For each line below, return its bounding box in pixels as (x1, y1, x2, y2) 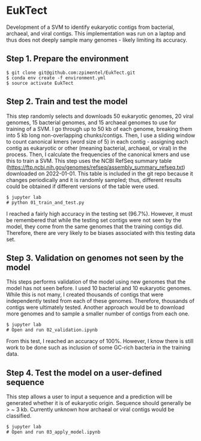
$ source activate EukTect (6, 80, 74, 86)
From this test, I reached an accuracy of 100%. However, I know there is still (6, 338, 194, 345)
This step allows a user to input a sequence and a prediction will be (6, 393, 173, 400)
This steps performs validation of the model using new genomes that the (6, 278, 186, 285)
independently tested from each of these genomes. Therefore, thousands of (6, 297, 195, 305)
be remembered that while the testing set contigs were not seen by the (6, 216, 181, 224)
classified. (6, 412, 32, 419)
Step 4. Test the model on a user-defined (6, 368, 162, 378)
